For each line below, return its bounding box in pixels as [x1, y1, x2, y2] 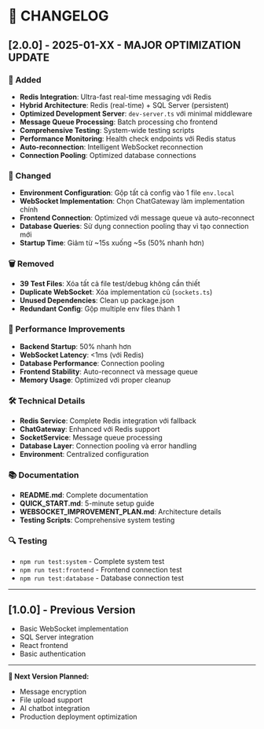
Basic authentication [19, 649, 86, 659]
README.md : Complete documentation [19, 491, 148, 500]
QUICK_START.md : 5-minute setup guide [19, 499, 155, 508]
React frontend [19, 641, 68, 650]
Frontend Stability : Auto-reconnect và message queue [19, 366, 198, 376]
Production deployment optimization [19, 712, 137, 722]
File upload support [19, 695, 83, 705]
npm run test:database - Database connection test [19, 573, 185, 583]
